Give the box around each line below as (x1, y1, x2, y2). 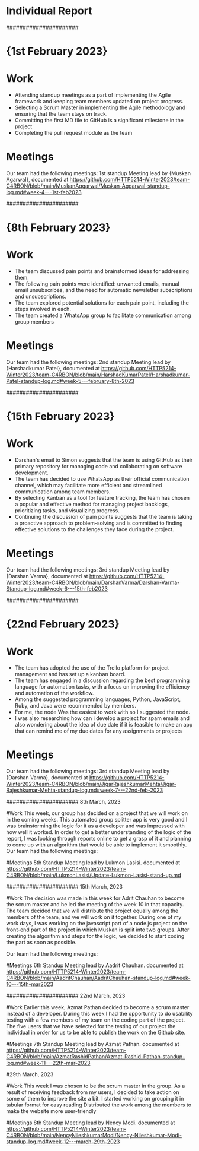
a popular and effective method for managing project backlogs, (14, 500, 169, 508)
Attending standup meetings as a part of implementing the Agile (14, 91, 171, 99)
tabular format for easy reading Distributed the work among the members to (6, 1101, 191, 1108)
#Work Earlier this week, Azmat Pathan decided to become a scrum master (6, 1004, 190, 1011)
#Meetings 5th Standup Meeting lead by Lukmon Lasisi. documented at (6, 859, 181, 866)
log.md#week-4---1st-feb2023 (6, 189, 82, 195)
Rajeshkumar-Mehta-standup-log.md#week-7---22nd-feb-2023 (6, 787, 163, 794)
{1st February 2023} (6, 45, 108, 58)
